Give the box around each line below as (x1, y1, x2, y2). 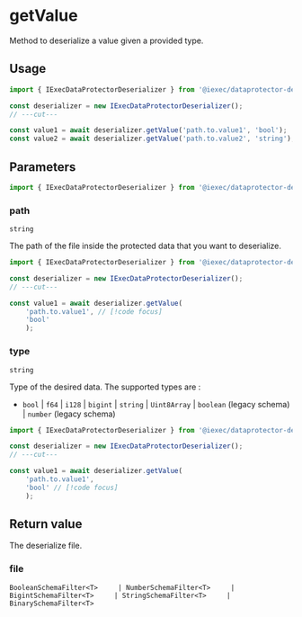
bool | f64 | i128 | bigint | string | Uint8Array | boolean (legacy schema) (22, 398, 290, 409)
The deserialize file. (9, 541, 83, 551)
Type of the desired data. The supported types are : (9, 381, 201, 392)
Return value (9, 516, 83, 532)
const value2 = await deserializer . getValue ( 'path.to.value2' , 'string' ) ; (9, 134, 296, 144)
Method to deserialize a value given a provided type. (9, 35, 204, 46)
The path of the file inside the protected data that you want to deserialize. (9, 240, 281, 252)
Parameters (9, 159, 76, 174)
